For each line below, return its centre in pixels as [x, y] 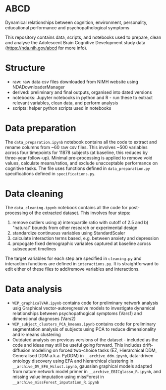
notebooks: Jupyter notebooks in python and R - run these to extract [83, 97]
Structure [25, 68]
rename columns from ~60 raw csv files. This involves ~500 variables [76, 147]
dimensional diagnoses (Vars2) [44, 318]
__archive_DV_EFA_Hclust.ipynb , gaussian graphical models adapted [82, 366]
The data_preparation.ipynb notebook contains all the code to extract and [81, 142]
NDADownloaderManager [39, 87]
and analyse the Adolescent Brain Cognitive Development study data [75, 42]
